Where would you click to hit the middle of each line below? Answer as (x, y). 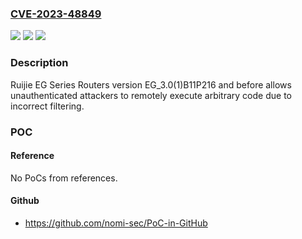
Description (39, 63)
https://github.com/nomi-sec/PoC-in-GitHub (116, 223)
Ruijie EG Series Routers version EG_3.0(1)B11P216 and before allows (151, 84)
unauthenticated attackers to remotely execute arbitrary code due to (151, 95)
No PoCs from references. (64, 178)
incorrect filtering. (47, 106)
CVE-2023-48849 (56, 14)
